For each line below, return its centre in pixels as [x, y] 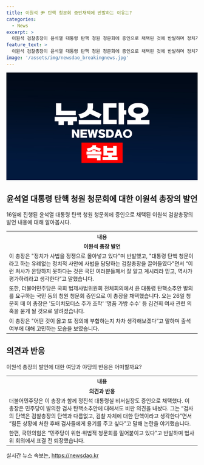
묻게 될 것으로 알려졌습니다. [53, 311]
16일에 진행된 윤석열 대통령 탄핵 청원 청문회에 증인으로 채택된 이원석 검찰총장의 [100, 215]
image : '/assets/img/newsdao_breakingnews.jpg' [68, 58]
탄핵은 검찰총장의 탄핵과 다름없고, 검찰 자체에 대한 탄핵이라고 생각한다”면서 [104, 416]
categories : [21, 19]
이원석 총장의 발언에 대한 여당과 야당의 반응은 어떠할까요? [74, 367]
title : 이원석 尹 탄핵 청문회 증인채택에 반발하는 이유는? [69, 13]
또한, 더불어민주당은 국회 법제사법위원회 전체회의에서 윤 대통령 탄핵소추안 [95, 288]
